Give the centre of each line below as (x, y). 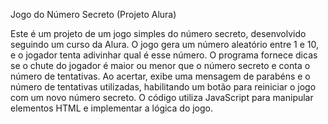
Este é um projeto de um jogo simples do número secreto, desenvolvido (158, 33)
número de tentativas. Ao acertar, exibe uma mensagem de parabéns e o (160, 76)
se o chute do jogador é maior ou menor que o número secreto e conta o (160, 65)
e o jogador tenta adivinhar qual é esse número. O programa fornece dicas (164, 55)
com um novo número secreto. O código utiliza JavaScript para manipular (162, 97)
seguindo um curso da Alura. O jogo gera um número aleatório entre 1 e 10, (164, 44)
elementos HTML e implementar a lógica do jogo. (112, 108)
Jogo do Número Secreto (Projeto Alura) (93, 14)
